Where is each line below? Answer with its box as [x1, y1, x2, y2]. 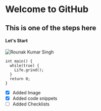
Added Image [12, 89, 41, 95]
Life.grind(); [14, 67, 44, 73]
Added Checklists [12, 101, 49, 107]
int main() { [5, 59, 33, 64]
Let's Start [5, 38, 28, 44]
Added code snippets [12, 95, 58, 101]
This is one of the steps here [5, 24, 96, 32]
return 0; [10, 76, 30, 81]
